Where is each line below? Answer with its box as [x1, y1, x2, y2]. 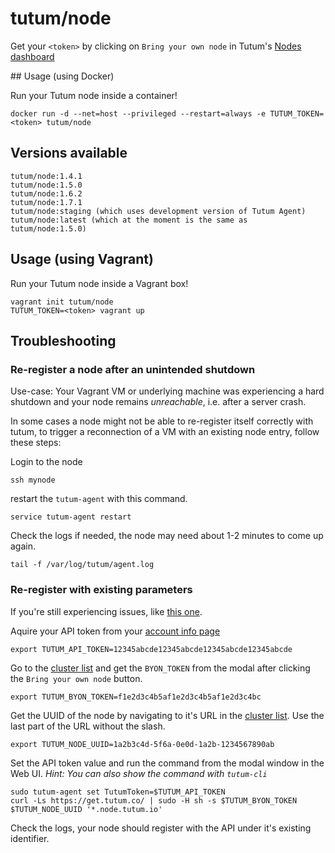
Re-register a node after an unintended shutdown [10, 362, 256, 376]
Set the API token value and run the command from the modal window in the [10, 757, 325, 769]
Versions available [10, 145, 128, 162]
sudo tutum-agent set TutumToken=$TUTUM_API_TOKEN [10, 787, 226, 797]
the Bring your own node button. [10, 672, 143, 684]
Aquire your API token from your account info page [10, 625, 221, 637]
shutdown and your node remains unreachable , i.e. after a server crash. [10, 396, 307, 408]
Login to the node [10, 456, 83, 468]
